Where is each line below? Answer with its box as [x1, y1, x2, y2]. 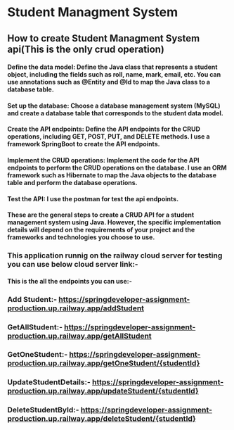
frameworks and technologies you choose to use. [7, 233, 155, 241]
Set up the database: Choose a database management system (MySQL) [7, 101, 221, 110]
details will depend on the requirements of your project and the [7, 226, 195, 234]
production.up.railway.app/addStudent [7, 303, 145, 313]
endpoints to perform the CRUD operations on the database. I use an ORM [7, 163, 227, 172]
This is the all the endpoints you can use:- [7, 277, 132, 285]
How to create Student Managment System [7, 32, 200, 44]
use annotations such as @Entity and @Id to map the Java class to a [7, 78, 211, 87]
